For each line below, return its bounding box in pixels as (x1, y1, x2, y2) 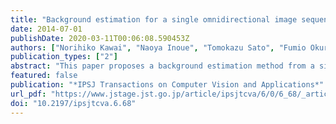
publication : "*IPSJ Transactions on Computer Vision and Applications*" (10, 80, 325, 90)
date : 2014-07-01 (10, 24, 83, 34)
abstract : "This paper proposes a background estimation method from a (10, 61, 315, 71)
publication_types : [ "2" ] (10, 52, 118, 62)
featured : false (10, 71, 78, 81)
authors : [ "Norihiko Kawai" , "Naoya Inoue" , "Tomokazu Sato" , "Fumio (10, 42, 307, 53)
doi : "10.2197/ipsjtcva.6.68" (10, 98, 137, 108)
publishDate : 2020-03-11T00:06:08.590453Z (10, 33, 190, 43)
